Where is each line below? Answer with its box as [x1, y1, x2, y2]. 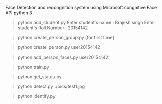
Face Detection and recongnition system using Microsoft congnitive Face [5, 5, 157, 10]
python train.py [17, 64, 49, 70]
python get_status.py [17, 74, 62, 80]
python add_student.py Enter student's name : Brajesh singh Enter [17, 20, 155, 25]
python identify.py [17, 93, 56, 99]
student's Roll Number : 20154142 [17, 25, 88, 31]
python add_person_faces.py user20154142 [17, 54, 109, 60]
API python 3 [5, 10, 32, 16]
